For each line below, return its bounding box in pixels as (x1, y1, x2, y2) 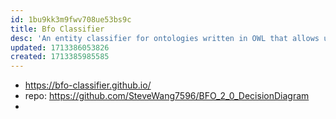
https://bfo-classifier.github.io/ (24, 79, 152, 91)
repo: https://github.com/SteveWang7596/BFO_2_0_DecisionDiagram (24, 90, 310, 102)
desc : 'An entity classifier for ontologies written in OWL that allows (10, 33, 320, 43)
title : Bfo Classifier (10, 24, 105, 34)
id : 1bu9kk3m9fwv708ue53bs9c (10, 14, 132, 25)
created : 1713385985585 (10, 52, 110, 62)
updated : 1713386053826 (10, 42, 110, 53)
